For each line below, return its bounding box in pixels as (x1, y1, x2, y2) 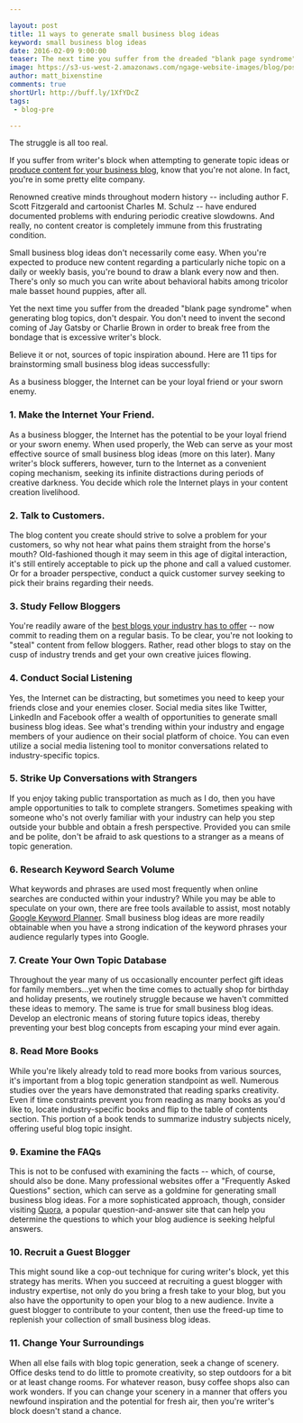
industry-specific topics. (9, 749, 100, 760)
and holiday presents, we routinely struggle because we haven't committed (9, 994, 289, 1005)
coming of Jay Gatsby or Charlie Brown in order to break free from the (9, 322, 271, 334)
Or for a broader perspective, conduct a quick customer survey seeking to (9, 567, 286, 578)
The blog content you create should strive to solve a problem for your (9, 529, 268, 540)
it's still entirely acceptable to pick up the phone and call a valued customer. (9, 558, 291, 569)
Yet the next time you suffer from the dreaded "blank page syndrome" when (9, 303, 292, 314)
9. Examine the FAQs (9, 1145, 102, 1158)
